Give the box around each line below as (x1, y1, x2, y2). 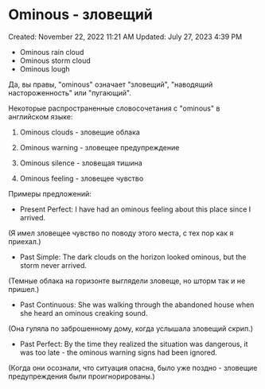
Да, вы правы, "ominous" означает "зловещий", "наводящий (8, 80, 213, 89)
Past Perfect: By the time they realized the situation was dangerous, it (19, 339, 248, 348)
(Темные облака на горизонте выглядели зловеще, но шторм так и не (8, 276, 246, 286)
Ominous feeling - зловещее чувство (19, 173, 144, 183)
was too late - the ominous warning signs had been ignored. (19, 348, 217, 357)
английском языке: (8, 111, 73, 121)
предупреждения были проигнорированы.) (8, 371, 155, 381)
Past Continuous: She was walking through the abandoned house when (19, 300, 255, 309)
